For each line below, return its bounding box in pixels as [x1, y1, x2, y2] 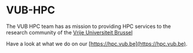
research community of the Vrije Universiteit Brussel [6, 29, 133, 36]
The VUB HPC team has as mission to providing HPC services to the [6, 23, 171, 30]
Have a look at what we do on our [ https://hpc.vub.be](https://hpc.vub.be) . [6, 40, 188, 47]
